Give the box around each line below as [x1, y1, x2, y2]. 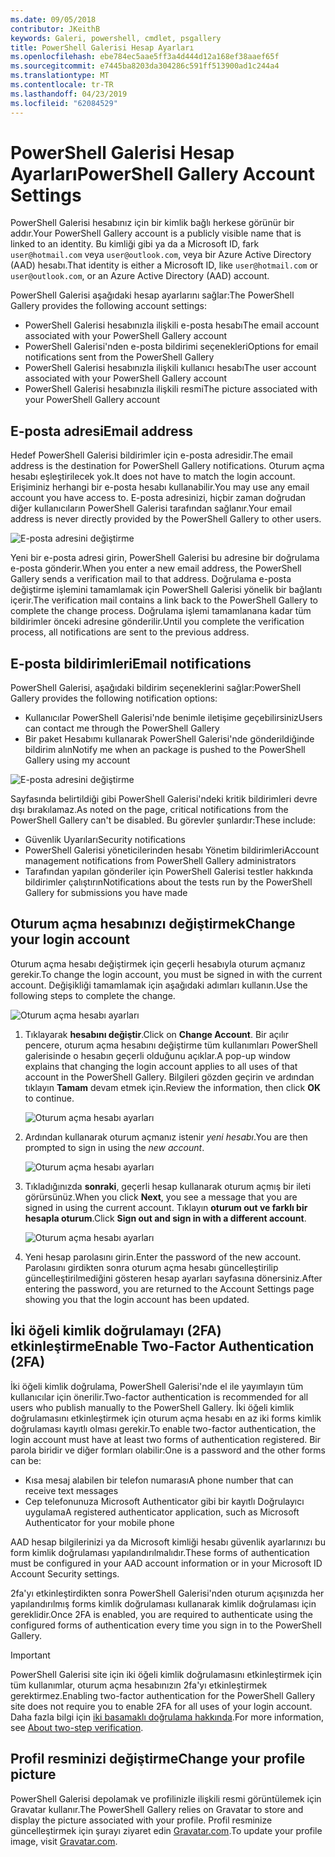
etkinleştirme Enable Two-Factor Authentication [10, 1338, 315, 1355]
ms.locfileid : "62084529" [10, 98, 118, 108]
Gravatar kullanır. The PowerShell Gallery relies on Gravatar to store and [10, 1803, 304, 1815]
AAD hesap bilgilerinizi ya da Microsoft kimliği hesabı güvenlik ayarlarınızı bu [10, 1536, 326, 1548]
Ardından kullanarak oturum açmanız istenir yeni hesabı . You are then [24, 1131, 308, 1143]
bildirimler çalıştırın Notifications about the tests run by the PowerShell [24, 876, 313, 888]
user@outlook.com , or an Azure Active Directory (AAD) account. [10, 270, 270, 282]
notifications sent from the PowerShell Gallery [24, 351, 215, 363]
